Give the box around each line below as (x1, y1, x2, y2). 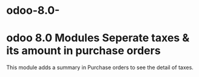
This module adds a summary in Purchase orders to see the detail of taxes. (6, 64, 194, 71)
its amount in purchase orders (6, 44, 161, 58)
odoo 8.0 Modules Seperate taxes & (6, 31, 190, 45)
